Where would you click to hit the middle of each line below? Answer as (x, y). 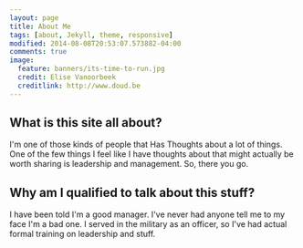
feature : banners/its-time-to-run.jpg (92, 69)
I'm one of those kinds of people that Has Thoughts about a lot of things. (146, 145)
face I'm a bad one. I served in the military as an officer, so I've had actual (148, 224)
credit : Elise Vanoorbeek (67, 77)
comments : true (38, 52)
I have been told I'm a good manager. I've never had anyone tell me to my (147, 214)
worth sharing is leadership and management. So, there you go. (129, 164)
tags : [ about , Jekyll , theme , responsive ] (91, 35)
